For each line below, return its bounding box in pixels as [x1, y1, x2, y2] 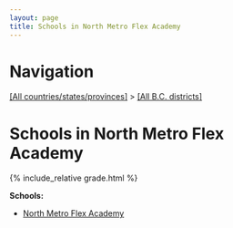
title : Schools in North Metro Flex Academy [9, 22, 181, 31]
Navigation [9, 61, 94, 82]
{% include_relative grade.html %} [9, 172, 138, 183]
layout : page [9, 13, 59, 23]
